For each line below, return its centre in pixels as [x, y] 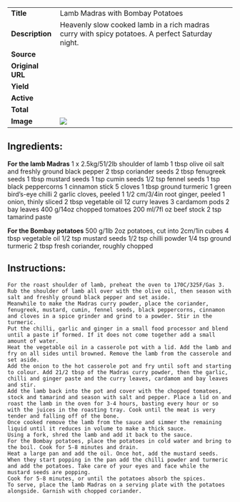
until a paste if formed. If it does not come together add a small [111, 335]
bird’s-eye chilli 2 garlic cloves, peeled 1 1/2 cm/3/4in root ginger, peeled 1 [116, 194]
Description [31, 34]
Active [22, 98]
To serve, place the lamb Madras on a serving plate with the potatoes [116, 485]
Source [24, 54]
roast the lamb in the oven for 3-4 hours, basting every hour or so [113, 403]
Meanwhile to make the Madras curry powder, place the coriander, [108, 303]
